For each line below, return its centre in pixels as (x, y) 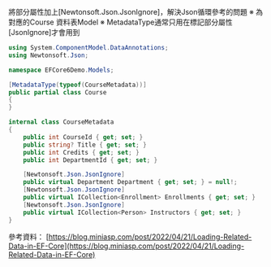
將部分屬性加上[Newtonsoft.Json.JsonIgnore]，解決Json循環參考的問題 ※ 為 (136, 12)
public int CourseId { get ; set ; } (83, 137)
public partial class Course (58, 92)
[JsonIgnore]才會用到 (44, 32)
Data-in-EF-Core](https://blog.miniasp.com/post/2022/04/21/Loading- (127, 246)
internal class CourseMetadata (61, 122)
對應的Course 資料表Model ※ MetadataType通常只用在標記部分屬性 (120, 22)
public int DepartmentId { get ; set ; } (90, 160)
